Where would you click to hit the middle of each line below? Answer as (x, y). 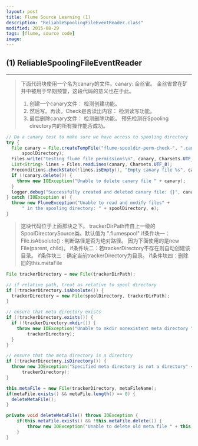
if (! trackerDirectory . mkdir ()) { (54, 323)
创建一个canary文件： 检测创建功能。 (75, 104)
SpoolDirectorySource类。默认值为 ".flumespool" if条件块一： (95, 233)
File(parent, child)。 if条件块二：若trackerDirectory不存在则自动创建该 (105, 248)
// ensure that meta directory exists (54, 312)
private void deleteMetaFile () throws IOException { (72, 416)
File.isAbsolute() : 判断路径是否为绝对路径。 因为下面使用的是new (100, 241)
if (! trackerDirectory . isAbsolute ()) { (55, 290)
